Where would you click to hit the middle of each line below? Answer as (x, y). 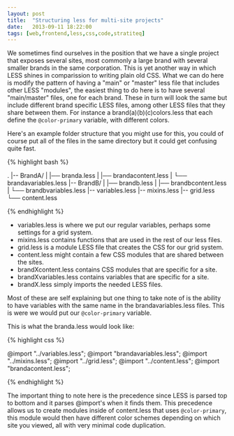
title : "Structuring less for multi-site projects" (86, 20)
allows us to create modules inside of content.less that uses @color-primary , (117, 411)
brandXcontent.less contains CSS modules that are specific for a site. (117, 269)
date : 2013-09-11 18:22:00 (50, 27)
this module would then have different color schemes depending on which (114, 418)
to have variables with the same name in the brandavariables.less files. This (116, 306)
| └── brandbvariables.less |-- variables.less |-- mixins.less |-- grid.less (111, 190)
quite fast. (22, 148)
